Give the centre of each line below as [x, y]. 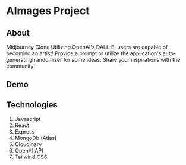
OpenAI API [29, 151]
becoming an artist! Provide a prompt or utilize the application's [84, 53]
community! [21, 66]
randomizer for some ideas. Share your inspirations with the [107, 60]
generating [20, 60]
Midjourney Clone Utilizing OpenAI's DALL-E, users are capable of [87, 47]
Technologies [32, 105]
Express [25, 132]
